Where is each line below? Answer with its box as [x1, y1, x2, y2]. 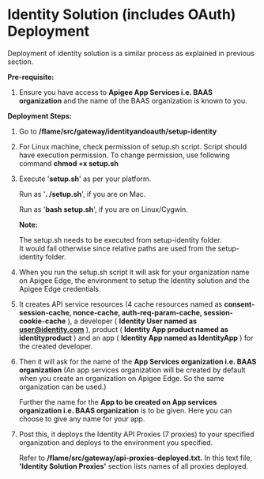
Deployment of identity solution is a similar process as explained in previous [7, 48, 255, 58]
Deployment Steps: [7, 111, 72, 120]
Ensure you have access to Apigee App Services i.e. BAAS [18, 87, 213, 96]
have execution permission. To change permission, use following [18, 150, 230, 160]
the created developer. [18, 341, 93, 351]
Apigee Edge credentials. [18, 284, 101, 293]
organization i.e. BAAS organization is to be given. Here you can [18, 405, 232, 415]
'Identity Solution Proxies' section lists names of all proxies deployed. [18, 461, 249, 471]
